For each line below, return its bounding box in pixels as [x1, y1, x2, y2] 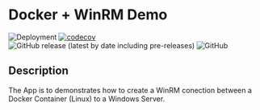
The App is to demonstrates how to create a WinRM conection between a [8, 85, 253, 95]
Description [8, 64, 69, 78]
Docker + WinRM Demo [8, 6, 168, 24]
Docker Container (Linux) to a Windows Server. [8, 94, 166, 104]
